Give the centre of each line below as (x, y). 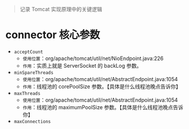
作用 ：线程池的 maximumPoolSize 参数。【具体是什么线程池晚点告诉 (103, 107)
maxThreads (27, 93)
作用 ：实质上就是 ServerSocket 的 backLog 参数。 (82, 65)
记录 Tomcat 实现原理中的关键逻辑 (61, 9)
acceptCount (28, 52)
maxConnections (32, 121)
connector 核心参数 (53, 35)
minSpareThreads (34, 72)
